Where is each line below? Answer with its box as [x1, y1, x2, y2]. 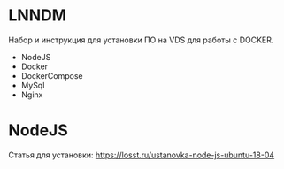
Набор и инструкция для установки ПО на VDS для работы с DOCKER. [8, 35, 274, 45]
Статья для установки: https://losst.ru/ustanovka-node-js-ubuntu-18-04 [8, 150, 275, 160]
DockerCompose [20, 70, 83, 81]
